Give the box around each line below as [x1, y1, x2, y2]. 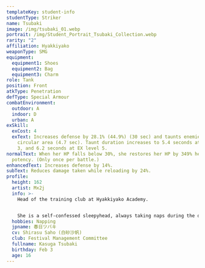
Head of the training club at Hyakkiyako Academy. [17, 196, 149, 202]
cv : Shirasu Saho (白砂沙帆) [12, 230, 82, 236]
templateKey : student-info [6, 9, 75, 15]
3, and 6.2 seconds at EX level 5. [17, 145, 108, 151]
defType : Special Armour [6, 94, 70, 100]
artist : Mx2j [12, 185, 45, 191]
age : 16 [12, 252, 32, 258]
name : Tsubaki [6, 20, 43, 26]
